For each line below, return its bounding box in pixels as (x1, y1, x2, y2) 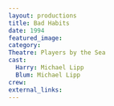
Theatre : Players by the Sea (8, 49, 106, 57)
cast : (8, 57, 26, 65)
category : (8, 41, 42, 49)
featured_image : (8, 33, 63, 42)
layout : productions (8, 11, 78, 20)
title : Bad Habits (8, 19, 70, 27)
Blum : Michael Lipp (15, 71, 81, 79)
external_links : (8, 85, 63, 94)
